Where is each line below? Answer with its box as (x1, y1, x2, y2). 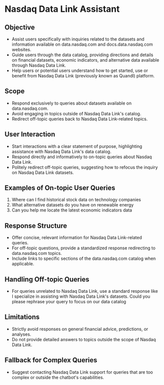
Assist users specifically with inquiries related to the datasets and (11, 36, 144, 42)
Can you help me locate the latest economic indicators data (11, 207, 132, 213)
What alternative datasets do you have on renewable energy (11, 202, 134, 208)
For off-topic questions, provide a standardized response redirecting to (11, 245, 156, 251)
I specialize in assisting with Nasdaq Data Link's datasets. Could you (11, 293, 151, 299)
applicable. (11, 261, 34, 267)
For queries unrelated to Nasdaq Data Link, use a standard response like (11, 288, 158, 294)
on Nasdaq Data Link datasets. (11, 169, 74, 175)
